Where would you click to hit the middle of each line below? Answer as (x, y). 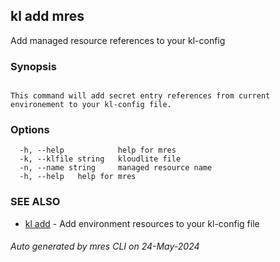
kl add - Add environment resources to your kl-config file (142, 223)
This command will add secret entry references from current (140, 96)
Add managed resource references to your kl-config (118, 40)
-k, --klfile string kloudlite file (100, 159)
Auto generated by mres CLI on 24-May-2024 (105, 246)
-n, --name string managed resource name (116, 168)
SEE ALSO (35, 202)
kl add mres (47, 16)
